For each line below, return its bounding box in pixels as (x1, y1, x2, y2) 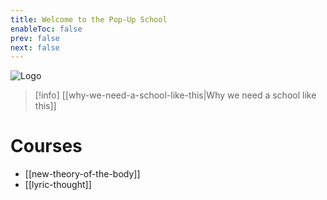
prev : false (10, 33, 60, 43)
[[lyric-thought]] (24, 179, 92, 191)
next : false (10, 42, 60, 53)
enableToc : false (10, 24, 83, 34)
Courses (10, 135, 83, 158)
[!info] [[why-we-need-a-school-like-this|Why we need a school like (34, 89, 317, 101)
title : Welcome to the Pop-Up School (10, 14, 168, 25)
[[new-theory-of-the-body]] (24, 168, 141, 180)
